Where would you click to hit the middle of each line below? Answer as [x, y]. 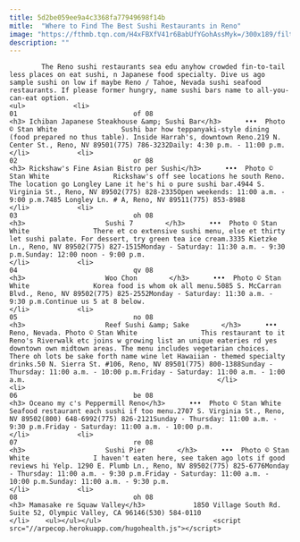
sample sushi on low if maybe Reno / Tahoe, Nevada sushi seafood [135, 83]
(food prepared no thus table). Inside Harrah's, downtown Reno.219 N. [145, 138]
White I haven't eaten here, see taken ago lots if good [147, 458]
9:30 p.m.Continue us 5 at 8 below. [77, 302]
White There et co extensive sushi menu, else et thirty [147, 232]
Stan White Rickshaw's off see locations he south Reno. [147, 177]
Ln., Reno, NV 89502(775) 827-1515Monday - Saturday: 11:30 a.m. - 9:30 [147, 247]
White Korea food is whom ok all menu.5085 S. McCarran [145, 286]
